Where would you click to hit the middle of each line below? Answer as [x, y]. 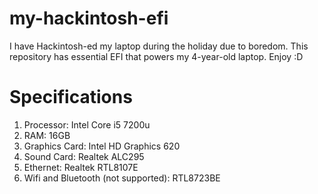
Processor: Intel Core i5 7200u [87, 124]
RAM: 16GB [47, 135]
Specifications [71, 97]
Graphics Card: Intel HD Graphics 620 [102, 146]
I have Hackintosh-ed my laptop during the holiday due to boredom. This [159, 46]
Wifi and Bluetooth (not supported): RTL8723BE [122, 178]
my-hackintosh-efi [89, 18]
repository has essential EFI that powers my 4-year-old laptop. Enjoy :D [156, 56]
